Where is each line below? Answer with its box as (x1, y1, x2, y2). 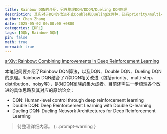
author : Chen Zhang (5, 16, 46, 21)
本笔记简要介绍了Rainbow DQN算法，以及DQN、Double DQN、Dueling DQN (5, 68, 162, 74)
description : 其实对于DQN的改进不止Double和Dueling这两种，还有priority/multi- (5, 12, 163, 17)
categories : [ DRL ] (5, 26, 43, 31)
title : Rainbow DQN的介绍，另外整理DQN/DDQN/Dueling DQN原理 (5, 7, 127, 12)
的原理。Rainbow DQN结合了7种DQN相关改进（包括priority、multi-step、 (5, 74, 156, 80)
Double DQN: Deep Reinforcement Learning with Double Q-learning (12, 102, 152, 108)
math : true (5, 40, 28, 45)
